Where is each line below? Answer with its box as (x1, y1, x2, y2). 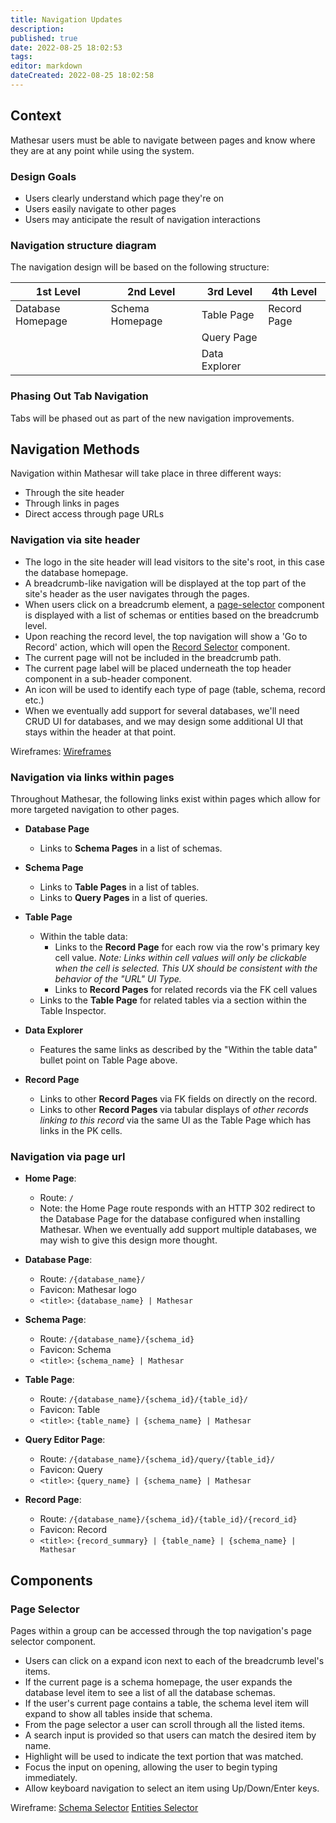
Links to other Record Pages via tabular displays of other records (39, 1103, 309, 1115)
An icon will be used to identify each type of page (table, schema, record (24, 683, 326, 695)
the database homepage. (24, 566, 129, 578)
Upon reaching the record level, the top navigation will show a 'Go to (24, 630, 308, 642)
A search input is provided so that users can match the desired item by (24, 1729, 317, 1741)
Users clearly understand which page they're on (24, 192, 225, 204)
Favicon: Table (39, 1404, 101, 1416)
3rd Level (206, 285, 253, 299)
